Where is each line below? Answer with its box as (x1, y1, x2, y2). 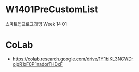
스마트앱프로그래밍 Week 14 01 (5, 21, 67, 27)
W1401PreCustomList (5, 4, 98, 15)
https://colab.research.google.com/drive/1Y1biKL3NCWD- (12, 56, 134, 62)
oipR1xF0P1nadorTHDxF (12, 61, 63, 67)
